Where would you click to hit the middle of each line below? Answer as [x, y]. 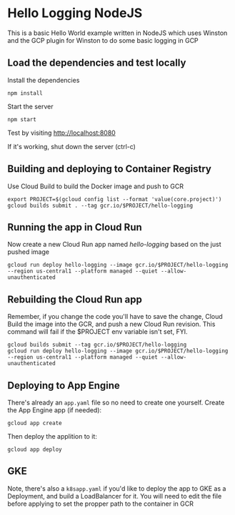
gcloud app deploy [35, 449]
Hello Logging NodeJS [75, 13]
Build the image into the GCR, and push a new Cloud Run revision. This [111, 324]
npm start [22, 119]
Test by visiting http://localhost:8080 [61, 133]
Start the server [30, 106]
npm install [25, 93]
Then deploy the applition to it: [52, 436]
